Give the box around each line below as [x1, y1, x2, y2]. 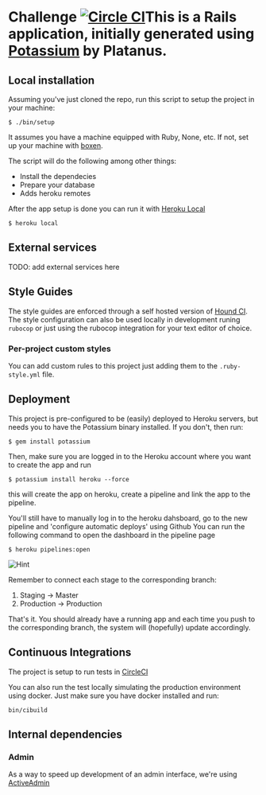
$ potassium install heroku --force [8, 475, 129, 483]
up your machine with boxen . [8, 141, 103, 150]
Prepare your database [19, 180, 95, 189]
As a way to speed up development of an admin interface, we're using [8, 770, 237, 779]
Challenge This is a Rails [8, 8, 237, 26]
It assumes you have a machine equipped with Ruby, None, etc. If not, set [8, 132, 249, 142]
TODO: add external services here [8, 262, 120, 271]
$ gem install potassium [8, 438, 91, 446]
